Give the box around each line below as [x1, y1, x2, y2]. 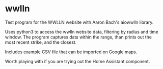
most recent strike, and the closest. [5, 39, 77, 45]
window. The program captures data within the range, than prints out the [5, 34, 152, 40]
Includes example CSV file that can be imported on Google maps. [5, 49, 137, 55]
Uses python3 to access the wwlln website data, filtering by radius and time [5, 29, 159, 34]
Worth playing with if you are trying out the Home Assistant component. [5, 58, 150, 64]
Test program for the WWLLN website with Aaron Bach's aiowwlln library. [5, 19, 154, 25]
